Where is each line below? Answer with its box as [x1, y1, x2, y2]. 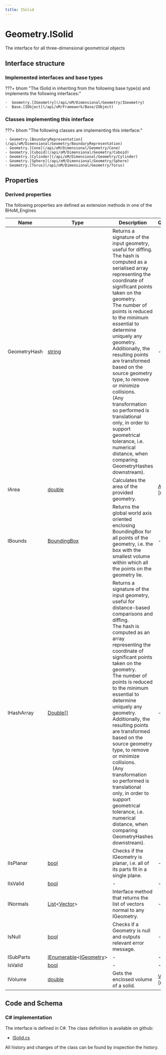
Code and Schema [5, 999, 63, 1007]
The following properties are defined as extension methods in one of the [5, 202, 152, 208]
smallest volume [112, 553, 150, 560]
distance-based [112, 604, 150, 611]
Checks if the [112, 847, 143, 854]
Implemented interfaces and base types [5, 74, 103, 81]
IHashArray [7, 710, 34, 717]
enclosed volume [112, 976, 152, 983]
